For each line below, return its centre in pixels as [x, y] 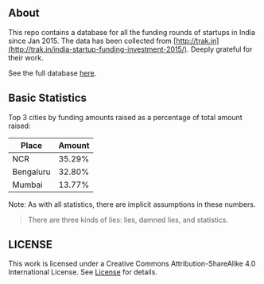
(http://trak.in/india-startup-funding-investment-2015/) [98, 49]
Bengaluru [31, 172]
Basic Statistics [48, 98]
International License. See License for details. [83, 272]
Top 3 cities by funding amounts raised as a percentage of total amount [125, 117]
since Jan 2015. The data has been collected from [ [92, 41]
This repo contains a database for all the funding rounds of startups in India [132, 32]
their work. [26, 57]
